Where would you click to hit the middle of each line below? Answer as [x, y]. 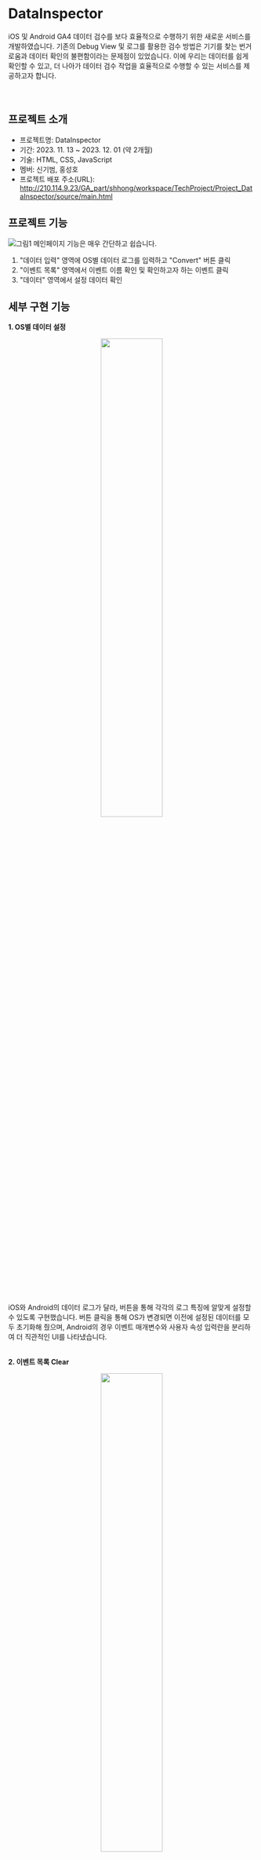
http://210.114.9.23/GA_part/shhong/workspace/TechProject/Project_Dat [136, 188]
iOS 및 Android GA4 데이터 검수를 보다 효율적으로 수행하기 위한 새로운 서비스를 [129, 36]
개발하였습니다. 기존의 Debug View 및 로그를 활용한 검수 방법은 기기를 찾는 [123, 46]
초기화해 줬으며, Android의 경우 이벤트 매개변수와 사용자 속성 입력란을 [123, 1327]
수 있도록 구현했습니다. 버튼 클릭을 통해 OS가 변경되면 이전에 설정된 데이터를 [125, 1317]
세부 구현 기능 [39, 307]
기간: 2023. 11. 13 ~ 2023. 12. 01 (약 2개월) [86, 149]
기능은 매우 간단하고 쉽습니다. [112, 243]
